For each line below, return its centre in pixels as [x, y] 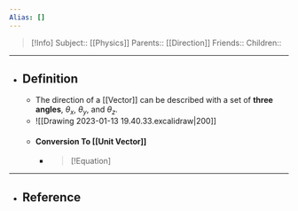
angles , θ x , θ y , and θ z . [76, 110]
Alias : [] [27, 17]
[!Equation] [91, 161]
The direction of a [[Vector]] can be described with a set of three [154, 100]
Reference [51, 197]
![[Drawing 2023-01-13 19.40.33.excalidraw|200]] [126, 121]
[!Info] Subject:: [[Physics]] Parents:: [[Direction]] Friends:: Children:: [156, 43]
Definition [50, 79]
